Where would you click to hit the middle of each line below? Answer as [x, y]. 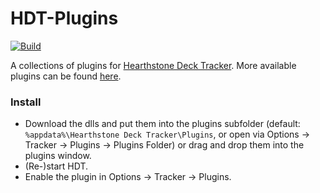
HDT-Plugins [64, 18]
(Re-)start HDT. [56, 166]
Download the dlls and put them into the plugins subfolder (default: [162, 124]
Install [26, 102]
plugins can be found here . [66, 76]
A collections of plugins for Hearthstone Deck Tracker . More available [153, 65]
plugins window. [58, 156]
